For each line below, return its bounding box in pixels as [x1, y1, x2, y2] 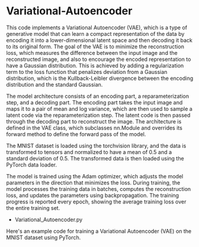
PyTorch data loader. [6, 161, 57, 168]
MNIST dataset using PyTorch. [6, 234, 81, 241]
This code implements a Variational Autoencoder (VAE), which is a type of [6, 24, 188, 31]
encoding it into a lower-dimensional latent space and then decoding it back [6, 36, 192, 44]
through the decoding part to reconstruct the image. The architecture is [6, 118, 182, 125]
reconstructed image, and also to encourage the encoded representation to [6, 55, 191, 63]
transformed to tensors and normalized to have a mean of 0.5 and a [6, 148, 172, 156]
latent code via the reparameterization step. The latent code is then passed [6, 112, 191, 119]
